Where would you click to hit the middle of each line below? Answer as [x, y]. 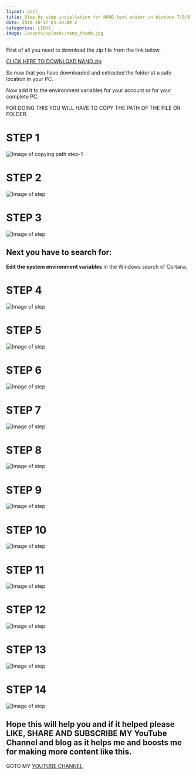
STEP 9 [24, 490]
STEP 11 [25, 570]
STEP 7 [23, 410]
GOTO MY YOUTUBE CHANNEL [45, 766]
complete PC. [23, 97]
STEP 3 [24, 218]
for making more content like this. [69, 752]
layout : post [22, 11]
